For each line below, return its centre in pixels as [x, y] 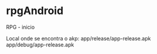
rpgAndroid [35, 11]
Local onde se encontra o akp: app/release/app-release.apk [78, 38]
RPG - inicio [21, 27]
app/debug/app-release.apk [40, 45]
